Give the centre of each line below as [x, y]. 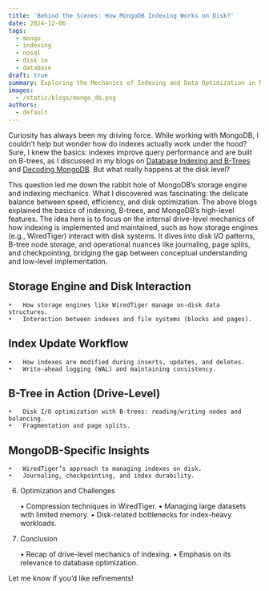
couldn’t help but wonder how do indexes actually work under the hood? [128, 144]
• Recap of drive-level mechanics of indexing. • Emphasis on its [125, 554]
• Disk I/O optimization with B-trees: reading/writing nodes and [125, 412]
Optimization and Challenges [68, 491]
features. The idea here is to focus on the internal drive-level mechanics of [131, 219]
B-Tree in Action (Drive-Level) [84, 394]
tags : [17, 30]
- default [32, 113]
